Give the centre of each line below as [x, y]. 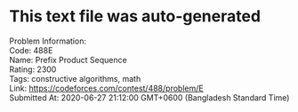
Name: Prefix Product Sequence [68, 60]
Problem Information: [48, 41]
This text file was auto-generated [135, 16]
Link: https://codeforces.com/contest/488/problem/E [106, 88]
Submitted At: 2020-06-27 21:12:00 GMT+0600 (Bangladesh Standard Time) [149, 97]
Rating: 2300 [33, 69]
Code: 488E [31, 50]
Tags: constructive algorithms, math [75, 78]
